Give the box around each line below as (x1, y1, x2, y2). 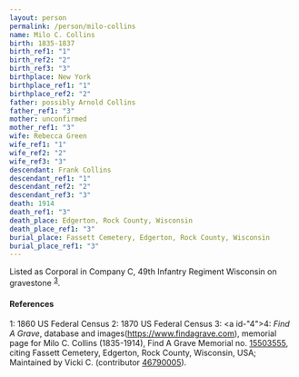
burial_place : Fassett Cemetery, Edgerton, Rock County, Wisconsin (9, 233, 271, 242)
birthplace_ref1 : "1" (9, 81, 92, 90)
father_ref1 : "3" (9, 106, 75, 115)
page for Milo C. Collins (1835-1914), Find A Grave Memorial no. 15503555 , (9, 338, 289, 349)
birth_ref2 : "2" (9, 55, 71, 64)
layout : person (9, 13, 67, 23)
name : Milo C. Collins (9, 30, 95, 39)
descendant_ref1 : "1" (9, 174, 92, 183)
